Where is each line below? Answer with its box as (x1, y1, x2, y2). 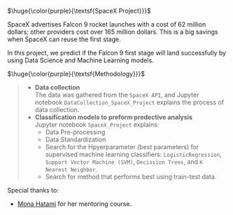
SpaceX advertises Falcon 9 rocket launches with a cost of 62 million (7, 20, 206, 28)
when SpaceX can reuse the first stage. (7, 35, 121, 43)
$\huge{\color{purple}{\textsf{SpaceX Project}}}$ (7, 7, 152, 15)
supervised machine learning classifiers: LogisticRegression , (45, 151, 222, 158)
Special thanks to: (7, 186, 59, 194)
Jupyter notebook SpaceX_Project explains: (34, 120, 160, 129)
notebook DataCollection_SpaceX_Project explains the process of (34, 98, 225, 106)
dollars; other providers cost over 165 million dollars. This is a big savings (7, 28, 218, 36)
